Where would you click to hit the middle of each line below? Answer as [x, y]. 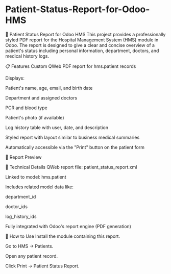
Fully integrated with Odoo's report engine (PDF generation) [68, 226]
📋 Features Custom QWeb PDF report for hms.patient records [71, 66]
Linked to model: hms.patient [36, 177]
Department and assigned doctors [41, 97]
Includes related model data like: [40, 187]
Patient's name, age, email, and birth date [49, 88]
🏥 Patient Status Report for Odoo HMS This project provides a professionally [86, 34]
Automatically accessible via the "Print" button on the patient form [75, 147]
